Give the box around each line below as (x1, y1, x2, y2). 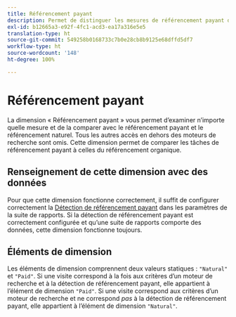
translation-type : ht (7, 30, 71, 37)
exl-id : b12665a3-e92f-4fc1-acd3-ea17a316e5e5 (7, 23, 146, 30)
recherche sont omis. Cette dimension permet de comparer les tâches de (7, 138, 219, 146)
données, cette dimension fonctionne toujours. (7, 226, 143, 234)
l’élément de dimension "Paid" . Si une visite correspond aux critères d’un (7, 287, 219, 295)
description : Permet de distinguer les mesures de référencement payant (7, 17, 225, 24)
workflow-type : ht (7, 43, 61, 50)
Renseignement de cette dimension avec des (7, 166, 209, 178)
